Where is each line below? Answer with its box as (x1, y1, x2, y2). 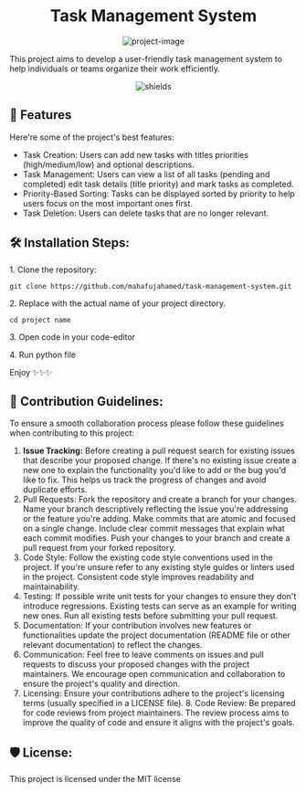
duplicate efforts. (22, 484, 88, 495)
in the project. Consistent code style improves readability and (22, 572, 254, 583)
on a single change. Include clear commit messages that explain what (22, 523, 285, 534)
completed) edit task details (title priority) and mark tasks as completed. (22, 178, 294, 189)
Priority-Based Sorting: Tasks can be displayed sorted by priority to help (22, 188, 295, 199)
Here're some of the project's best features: (9, 132, 175, 143)
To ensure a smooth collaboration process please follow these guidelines (9, 418, 285, 429)
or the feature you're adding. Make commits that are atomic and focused (22, 513, 296, 524)
